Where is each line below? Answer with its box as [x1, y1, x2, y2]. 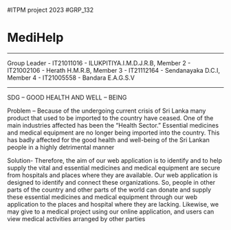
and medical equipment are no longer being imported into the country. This [7, 128, 220, 137]
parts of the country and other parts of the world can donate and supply [7, 185, 212, 194]
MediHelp [7, 30, 64, 45]
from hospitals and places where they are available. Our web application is [7, 171, 218, 179]
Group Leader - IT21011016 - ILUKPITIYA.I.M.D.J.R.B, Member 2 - [7, 58, 191, 67]
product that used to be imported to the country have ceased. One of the [7, 113, 214, 122]
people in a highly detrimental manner [7, 143, 115, 151]
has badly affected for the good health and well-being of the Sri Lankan [7, 135, 210, 143]
